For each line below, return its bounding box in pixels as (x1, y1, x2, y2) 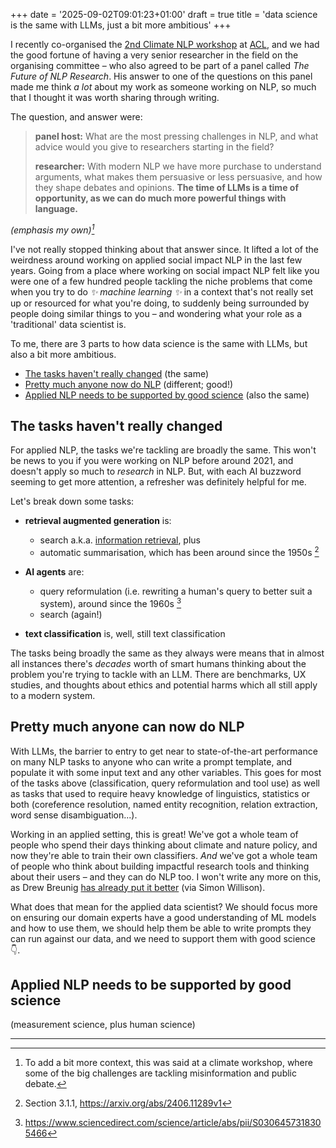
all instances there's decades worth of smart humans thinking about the (10, 657, 307, 669)
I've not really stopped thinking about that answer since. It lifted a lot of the (10, 243, 319, 255)
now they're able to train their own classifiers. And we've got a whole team (10, 849, 318, 861)
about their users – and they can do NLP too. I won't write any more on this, (10, 870, 322, 883)
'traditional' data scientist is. (10, 318, 127, 330)
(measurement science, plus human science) (10, 1019, 196, 1031)
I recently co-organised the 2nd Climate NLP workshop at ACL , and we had (10, 39, 320, 50)
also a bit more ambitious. (10, 348, 117, 360)
